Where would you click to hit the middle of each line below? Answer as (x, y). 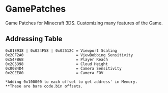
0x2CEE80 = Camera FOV (54, 73)
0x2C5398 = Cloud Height (57, 64)
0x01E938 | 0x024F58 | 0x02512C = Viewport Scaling (61, 51)
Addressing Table (34, 39)
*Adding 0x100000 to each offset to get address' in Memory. (72, 82)
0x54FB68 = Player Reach (57, 59)
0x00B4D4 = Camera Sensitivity (64, 68)
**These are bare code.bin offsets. (44, 86)
